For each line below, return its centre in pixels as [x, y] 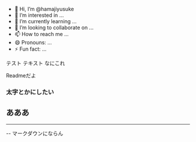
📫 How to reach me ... [41, 34]
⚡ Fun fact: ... [30, 49]
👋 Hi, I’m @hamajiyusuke [44, 9]
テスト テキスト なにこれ [36, 63]
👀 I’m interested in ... [39, 15]
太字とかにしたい [30, 92]
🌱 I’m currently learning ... [45, 21]
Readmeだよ [21, 75]
